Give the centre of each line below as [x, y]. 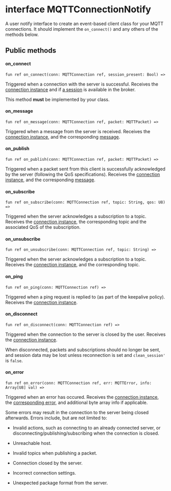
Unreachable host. [32, 443]
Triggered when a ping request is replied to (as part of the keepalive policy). [85, 297]
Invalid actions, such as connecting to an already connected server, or [87, 428]
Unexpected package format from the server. [60, 483]
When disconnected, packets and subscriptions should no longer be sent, [83, 350]
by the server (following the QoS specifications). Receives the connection [83, 174]
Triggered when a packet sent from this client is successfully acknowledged [86, 169]
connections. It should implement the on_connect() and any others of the [82, 29]
